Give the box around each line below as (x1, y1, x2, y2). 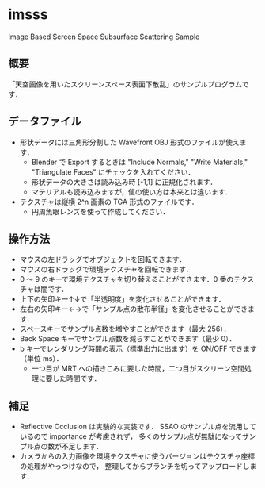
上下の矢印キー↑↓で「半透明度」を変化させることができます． (19, 294, 225, 304)
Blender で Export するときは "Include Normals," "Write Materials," (31, 157, 248, 167)
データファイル (8, 115, 81, 129)
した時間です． (52, 374, 101, 383)
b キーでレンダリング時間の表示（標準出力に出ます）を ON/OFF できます (19, 344, 257, 354)
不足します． (61, 442, 104, 451)
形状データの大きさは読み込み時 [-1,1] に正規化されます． (31, 177, 218, 186)
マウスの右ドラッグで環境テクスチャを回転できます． (19, 264, 193, 275)
